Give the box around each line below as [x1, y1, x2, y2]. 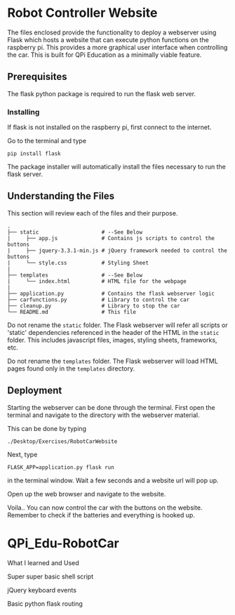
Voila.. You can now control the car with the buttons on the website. [7, 503, 203, 512]
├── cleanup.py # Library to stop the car [7, 302, 180, 310]
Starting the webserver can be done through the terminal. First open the [7, 403, 215, 411]
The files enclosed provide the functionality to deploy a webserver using [7, 28, 217, 37]
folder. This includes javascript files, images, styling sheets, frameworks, [7, 336, 217, 344]
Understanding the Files [7, 190, 115, 202]
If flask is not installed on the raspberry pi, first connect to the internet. [7, 123, 212, 131]
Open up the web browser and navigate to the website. [7, 489, 166, 498]
